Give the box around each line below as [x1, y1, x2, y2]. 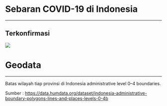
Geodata [5, 59, 41, 70]
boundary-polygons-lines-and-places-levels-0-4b [5, 95, 108, 101]
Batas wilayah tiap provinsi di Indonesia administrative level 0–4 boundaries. [5, 80, 161, 86]
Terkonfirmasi [5, 29, 50, 38]
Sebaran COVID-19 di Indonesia [5, 3, 138, 15]
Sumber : [5, 90, 24, 96]
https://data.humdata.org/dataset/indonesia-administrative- [24, 90, 148, 96]
